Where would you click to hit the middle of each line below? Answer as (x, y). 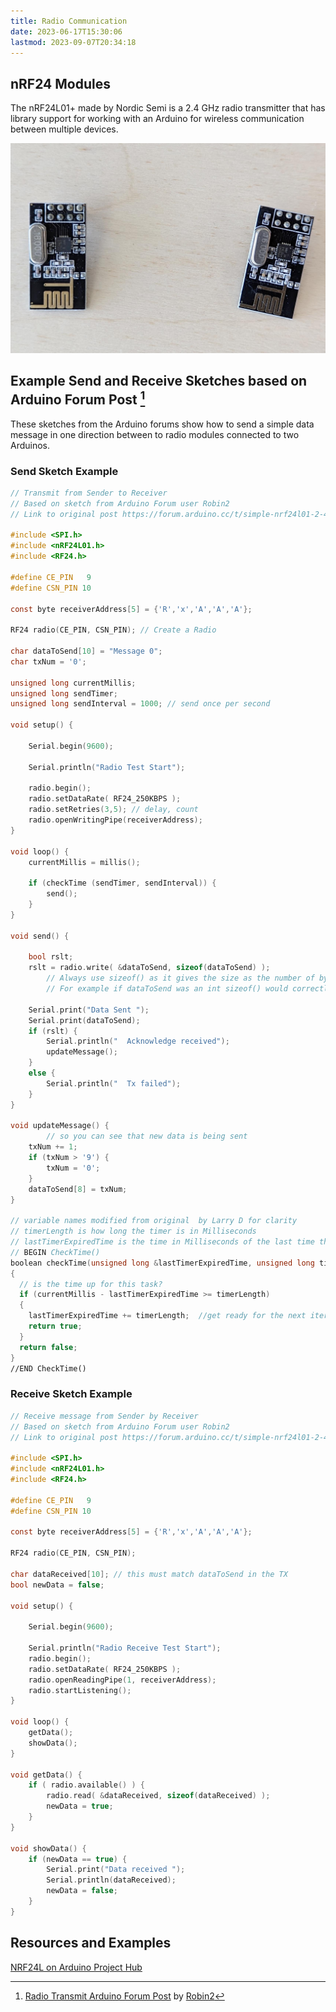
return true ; (55, 1326)
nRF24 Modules (60, 83)
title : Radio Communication (69, 21)
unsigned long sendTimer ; (64, 693)
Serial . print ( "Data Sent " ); (89, 1010)
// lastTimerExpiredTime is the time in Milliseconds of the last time (162, 1242)
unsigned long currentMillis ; (73, 683)
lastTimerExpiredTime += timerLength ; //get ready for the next (167, 1316)
